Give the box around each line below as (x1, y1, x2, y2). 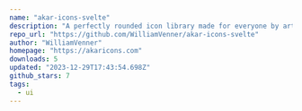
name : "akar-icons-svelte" (9, 13, 111, 22)
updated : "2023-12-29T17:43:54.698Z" (9, 64, 151, 73)
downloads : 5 (9, 55, 58, 64)
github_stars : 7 (9, 72, 70, 81)
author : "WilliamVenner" (9, 38, 102, 47)
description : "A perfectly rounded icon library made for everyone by (9, 21, 280, 30)
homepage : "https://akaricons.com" (9, 47, 143, 55)
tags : (9, 80, 30, 89)
